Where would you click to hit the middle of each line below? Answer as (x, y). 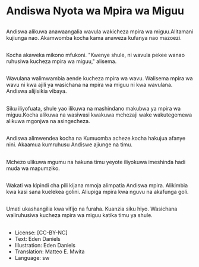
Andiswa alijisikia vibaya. (37, 91)
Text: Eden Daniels (37, 238)
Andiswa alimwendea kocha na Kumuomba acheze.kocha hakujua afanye (96, 139)
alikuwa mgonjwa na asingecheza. (48, 121)
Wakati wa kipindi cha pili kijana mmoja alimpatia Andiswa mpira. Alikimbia (97, 185)
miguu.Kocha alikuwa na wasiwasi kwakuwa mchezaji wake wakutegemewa (99, 115)
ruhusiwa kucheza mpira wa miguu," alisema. (61, 61)
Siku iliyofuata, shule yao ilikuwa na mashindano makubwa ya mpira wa (94, 108)
